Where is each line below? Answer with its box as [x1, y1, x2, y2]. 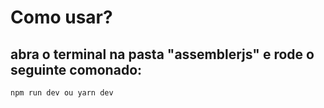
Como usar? [10, 6, 113, 29]
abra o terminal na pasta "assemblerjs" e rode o [10, 46, 315, 63]
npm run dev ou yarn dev [10, 88, 114, 98]
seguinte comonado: [10, 61, 143, 78]
